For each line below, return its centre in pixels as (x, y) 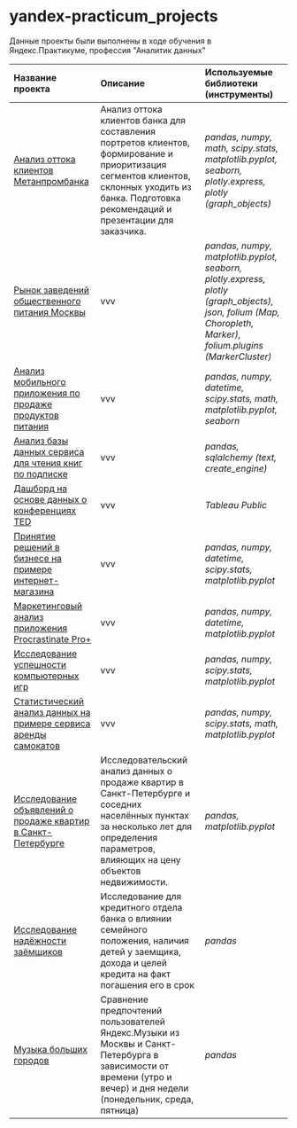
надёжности (40, 940)
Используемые (239, 72)
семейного (124, 929)
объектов (121, 871)
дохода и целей (134, 962)
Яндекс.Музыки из (140, 1032)
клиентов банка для (143, 120)
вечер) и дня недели (145, 1088)
